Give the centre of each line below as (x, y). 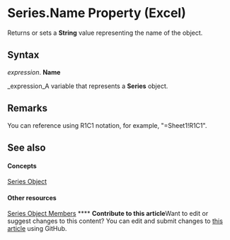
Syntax (23, 55)
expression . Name (34, 72)
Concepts (22, 165)
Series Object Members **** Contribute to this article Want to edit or (108, 214)
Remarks (28, 108)
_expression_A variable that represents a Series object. (88, 86)
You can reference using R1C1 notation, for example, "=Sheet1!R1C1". (107, 125)
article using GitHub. (37, 229)
